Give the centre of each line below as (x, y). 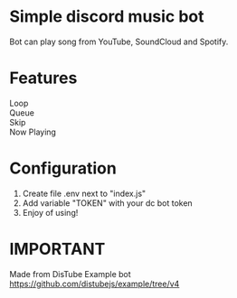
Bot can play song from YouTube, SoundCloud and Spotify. (119, 42)
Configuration (63, 168)
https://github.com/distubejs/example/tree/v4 (95, 284)
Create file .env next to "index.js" (84, 193)
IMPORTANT (57, 249)
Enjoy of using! (50, 212)
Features (43, 78)
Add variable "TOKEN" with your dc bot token (107, 203)
